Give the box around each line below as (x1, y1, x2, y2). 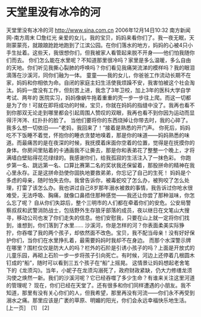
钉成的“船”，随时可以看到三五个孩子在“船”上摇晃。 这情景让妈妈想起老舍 (6, 259, 185, 266)
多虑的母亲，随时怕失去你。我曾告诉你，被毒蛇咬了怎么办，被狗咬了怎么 (6, 177, 184, 184)
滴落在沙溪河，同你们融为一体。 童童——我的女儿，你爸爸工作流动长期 (6, 71, 181, 79)
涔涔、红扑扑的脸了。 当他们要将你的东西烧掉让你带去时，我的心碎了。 (16, 116, 191, 124)
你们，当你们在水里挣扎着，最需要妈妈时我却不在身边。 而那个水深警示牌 (11, 237, 191, 244)
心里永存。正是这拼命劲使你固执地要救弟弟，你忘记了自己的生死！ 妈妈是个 (6, 169, 191, 176)
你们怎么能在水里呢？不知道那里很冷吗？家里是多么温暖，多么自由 (28, 56, 191, 64)
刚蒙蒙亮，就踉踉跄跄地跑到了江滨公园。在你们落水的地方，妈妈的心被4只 (6, 41, 188, 49)
